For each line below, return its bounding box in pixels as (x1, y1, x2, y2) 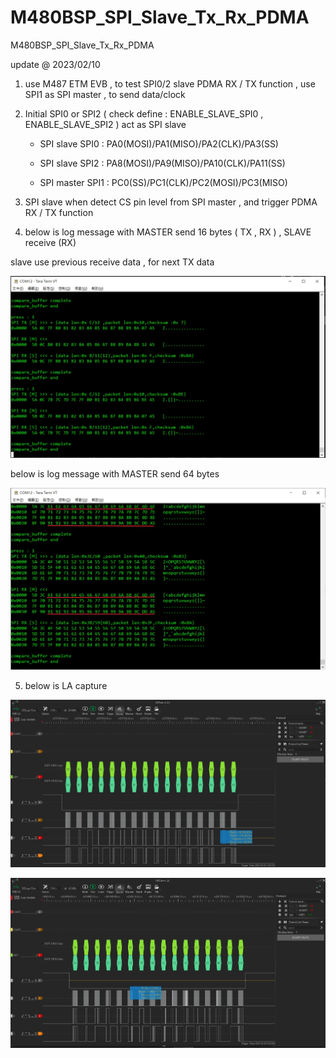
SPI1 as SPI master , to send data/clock (24, 88, 186, 100)
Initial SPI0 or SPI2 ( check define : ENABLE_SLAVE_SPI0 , (24, 107, 264, 120)
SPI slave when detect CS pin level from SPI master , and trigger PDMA (24, 196, 318, 208)
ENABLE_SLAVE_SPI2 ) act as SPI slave (24, 118, 187, 130)
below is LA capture (24, 680, 108, 692)
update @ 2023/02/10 (10, 58, 101, 70)
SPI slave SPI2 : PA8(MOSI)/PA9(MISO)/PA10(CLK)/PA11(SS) (39, 157, 286, 169)
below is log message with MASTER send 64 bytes (10, 468, 220, 480)
